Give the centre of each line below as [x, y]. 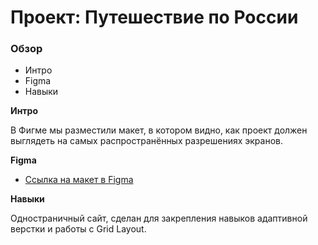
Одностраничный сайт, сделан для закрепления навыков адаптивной [159, 218]
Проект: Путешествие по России [154, 17]
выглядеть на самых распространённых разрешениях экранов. [146, 141]
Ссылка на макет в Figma [79, 180]
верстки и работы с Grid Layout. [78, 229]
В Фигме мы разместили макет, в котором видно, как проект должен [159, 130]
